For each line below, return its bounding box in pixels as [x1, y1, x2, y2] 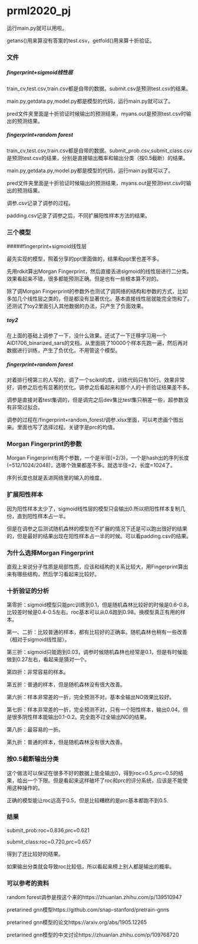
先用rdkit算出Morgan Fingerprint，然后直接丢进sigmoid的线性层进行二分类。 [6, 268, 192, 275]
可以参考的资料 [6, 879, 49, 887]
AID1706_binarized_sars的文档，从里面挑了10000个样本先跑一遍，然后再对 [6, 340, 188, 347]
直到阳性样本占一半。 [16, 512, 69, 519]
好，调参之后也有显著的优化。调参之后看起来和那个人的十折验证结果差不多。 [6, 384, 193, 391]
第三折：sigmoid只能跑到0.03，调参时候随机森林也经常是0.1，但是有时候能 [6, 649, 188, 656]
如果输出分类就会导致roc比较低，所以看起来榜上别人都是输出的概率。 [6, 862, 175, 870]
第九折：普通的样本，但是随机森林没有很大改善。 [6, 738, 126, 746]
